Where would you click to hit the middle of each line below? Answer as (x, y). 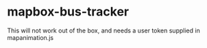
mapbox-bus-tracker (68, 12)
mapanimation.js (30, 37)
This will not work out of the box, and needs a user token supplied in (103, 30)
